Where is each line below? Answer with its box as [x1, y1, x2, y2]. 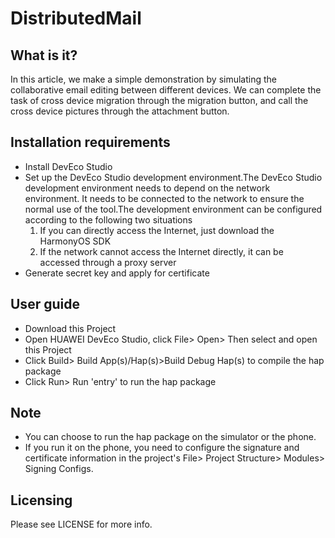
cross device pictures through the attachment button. [10, 105, 230, 117]
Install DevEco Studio [24, 160, 113, 172]
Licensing [10, 492, 73, 509]
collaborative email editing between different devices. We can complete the [10, 84, 322, 96]
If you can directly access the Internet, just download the [39, 224, 275, 236]
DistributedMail [10, 7, 142, 30]
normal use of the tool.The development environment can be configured [24, 203, 323, 215]
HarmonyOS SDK [39, 235, 112, 247]
